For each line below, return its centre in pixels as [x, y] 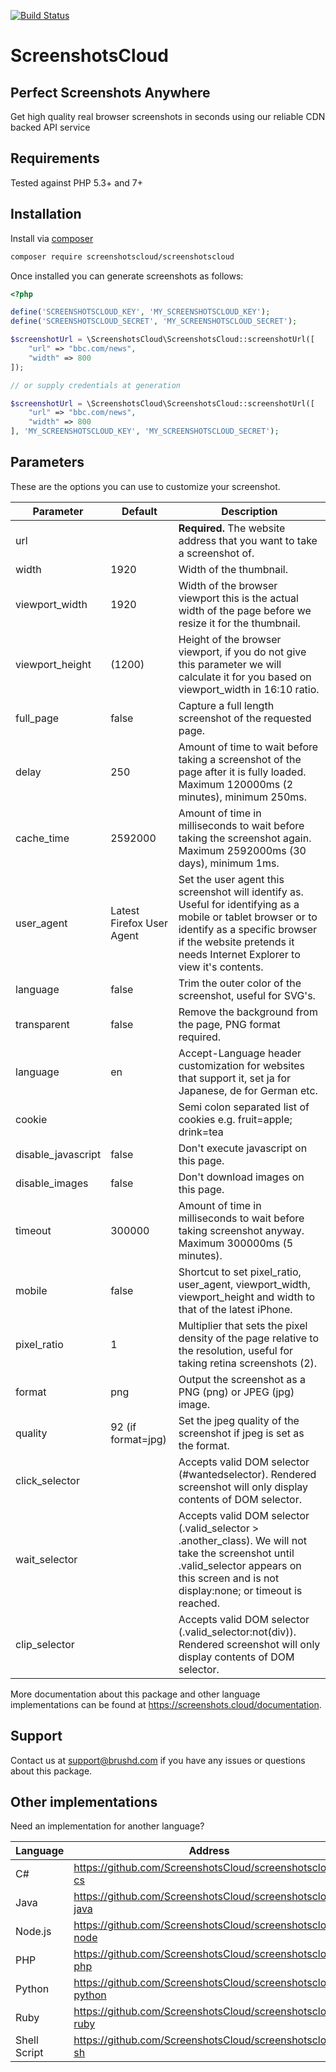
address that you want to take [248, 540]
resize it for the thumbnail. [239, 623]
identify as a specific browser [248, 929]
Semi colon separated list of [244, 1107]
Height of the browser [230, 639]
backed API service [50, 127]
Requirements [55, 158]
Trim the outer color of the [240, 983]
